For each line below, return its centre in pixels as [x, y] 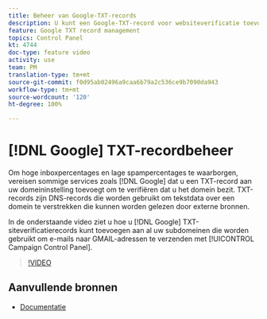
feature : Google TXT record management [74, 30]
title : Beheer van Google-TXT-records [72, 16]
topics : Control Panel [46, 38]
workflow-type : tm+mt [44, 89]
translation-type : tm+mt [49, 75]
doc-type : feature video [49, 53]
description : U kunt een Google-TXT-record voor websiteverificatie [124, 23]
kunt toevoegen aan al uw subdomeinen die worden [164, 231]
